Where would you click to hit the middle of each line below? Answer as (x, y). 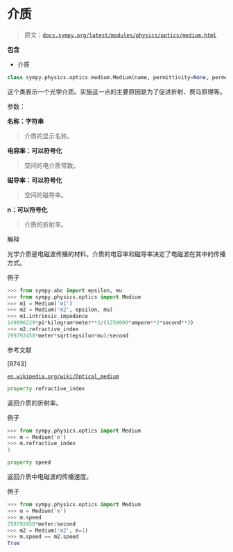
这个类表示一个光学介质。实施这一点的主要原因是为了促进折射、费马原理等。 (116, 92)
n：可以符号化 (27, 210)
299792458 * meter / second (42, 524)
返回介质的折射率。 (35, 403)
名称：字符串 (25, 121)
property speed (29, 462)
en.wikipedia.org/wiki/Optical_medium (63, 376)
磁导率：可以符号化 (35, 180)
